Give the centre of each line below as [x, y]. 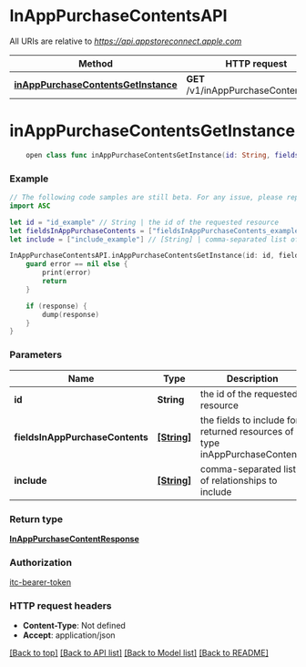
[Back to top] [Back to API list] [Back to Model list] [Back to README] [139, 653]
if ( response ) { [57, 306]
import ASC [30, 206]
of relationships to [239, 480]
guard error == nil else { [77, 264]
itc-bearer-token [41, 582]
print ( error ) [67, 273]
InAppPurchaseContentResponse [74, 539]
